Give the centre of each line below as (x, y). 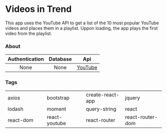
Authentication (26, 59)
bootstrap (58, 98)
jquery (132, 98)
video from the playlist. (29, 33)
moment (56, 109)
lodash (16, 109)
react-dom (21, 120)
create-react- (103, 94)
